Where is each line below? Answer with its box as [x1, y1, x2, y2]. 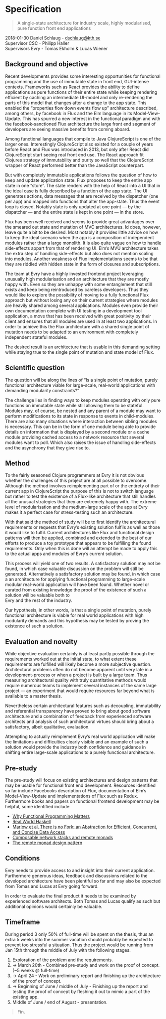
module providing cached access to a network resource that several [5, 434, 145, 440]
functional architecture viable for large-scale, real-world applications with [5, 382, 156, 388]
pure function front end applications [17, 25, 91, 31]
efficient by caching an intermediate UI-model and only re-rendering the [5, 94, 153, 100]
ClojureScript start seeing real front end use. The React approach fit [5, 151, 144, 157]
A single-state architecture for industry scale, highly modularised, [17, 20, 152, 26]
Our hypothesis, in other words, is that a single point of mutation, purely [5, 607, 152, 613]
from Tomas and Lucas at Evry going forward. [5, 883, 99, 889]
